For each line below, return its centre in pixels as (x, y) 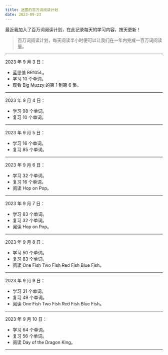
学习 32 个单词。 (29, 175)
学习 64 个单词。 (30, 329)
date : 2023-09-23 (23, 15)
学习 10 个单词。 (29, 79)
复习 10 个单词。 (29, 117)
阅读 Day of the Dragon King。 (44, 342)
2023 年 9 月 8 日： (25, 242)
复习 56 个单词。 (29, 336)
